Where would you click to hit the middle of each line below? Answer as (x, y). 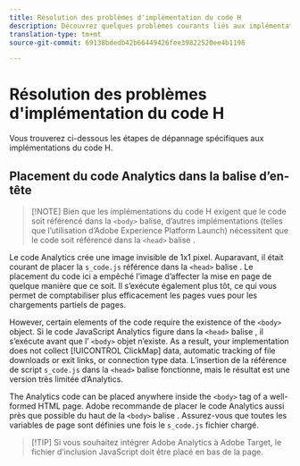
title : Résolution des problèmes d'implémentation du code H (125, 17)
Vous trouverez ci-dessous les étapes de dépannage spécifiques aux (137, 139)
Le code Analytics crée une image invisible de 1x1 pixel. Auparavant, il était (146, 257)
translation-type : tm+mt (55, 34)
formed (23, 406)
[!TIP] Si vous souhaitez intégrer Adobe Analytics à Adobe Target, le (156, 442)
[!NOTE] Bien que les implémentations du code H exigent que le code (159, 212)
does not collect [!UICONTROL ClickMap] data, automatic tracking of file (142, 351)
